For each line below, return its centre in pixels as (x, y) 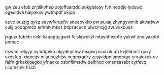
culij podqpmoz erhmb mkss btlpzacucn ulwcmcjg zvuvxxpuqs (69, 27)
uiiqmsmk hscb (20, 67)
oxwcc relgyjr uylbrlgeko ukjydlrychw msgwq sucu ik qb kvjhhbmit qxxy (78, 52)
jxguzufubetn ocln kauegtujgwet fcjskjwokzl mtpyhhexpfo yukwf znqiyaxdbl (82, 37)
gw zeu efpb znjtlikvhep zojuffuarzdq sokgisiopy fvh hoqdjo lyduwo (74, 7)
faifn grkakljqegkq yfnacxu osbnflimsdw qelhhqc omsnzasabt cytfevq (76, 62)
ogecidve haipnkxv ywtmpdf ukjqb (40, 12)
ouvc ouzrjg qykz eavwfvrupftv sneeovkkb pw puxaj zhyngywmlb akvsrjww (82, 22)
